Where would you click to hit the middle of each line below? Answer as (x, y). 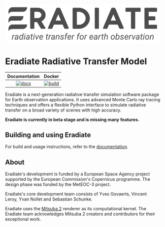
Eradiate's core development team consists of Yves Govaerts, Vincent (76, 194)
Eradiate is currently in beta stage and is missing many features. (72, 119)
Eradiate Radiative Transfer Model (76, 61)
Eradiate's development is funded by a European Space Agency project (78, 174)
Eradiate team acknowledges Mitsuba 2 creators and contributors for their (80, 214)
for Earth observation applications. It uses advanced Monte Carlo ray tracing (83, 99)
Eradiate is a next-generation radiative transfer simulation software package (82, 94)
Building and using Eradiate (48, 135)
